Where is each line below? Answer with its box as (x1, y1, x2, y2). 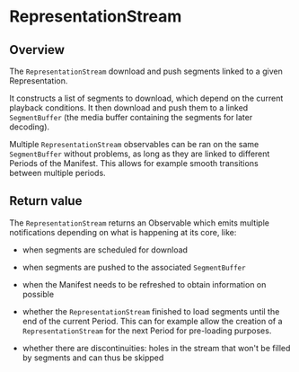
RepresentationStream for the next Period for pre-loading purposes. (22, 325, 272, 336)
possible (22, 288, 55, 299)
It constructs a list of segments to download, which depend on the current (9, 93, 284, 103)
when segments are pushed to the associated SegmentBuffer (22, 261, 246, 272)
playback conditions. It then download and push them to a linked (9, 102, 249, 113)
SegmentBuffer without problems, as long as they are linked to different (9, 148, 270, 159)
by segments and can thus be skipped (22, 352, 164, 363)
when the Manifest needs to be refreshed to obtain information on (22, 279, 267, 289)
